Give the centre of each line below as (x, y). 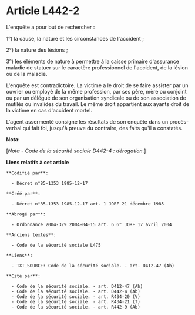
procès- (179, 121)
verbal (14, 128)
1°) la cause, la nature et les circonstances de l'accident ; (75, 38)
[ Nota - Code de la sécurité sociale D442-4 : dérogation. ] (76, 151)
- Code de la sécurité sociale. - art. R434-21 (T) (76, 301)
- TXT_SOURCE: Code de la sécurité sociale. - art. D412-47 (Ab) (93, 266)
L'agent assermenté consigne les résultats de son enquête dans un (87, 121)
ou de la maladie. (27, 74)
